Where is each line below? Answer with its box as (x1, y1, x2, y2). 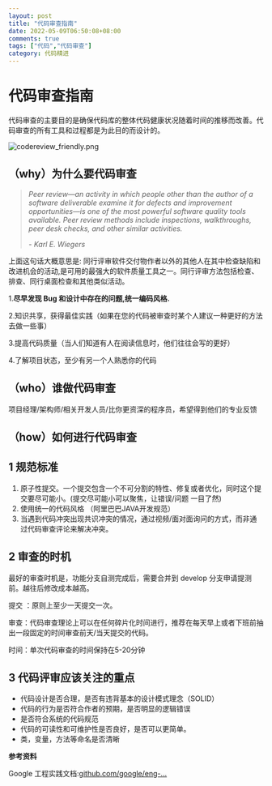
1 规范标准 (8, 460, 59, 474)
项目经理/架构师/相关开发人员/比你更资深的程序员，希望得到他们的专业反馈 (8, 404, 257, 414)
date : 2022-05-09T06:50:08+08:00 (8, 27, 121, 35)
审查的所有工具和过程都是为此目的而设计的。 (15, 125, 164, 135)
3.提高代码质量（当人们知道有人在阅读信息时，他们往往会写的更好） (8, 338, 235, 348)
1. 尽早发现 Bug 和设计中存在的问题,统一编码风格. (8, 293, 170, 303)
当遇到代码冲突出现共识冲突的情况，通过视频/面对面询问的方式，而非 (19, 514, 250, 523)
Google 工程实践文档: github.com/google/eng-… (8, 769, 168, 779)
